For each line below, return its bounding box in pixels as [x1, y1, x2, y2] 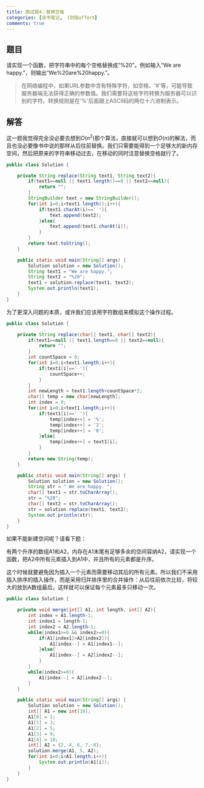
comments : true [6, 20, 45, 26]
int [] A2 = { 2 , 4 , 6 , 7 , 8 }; [28, 742, 102, 748]
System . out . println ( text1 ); [28, 285, 99, 292]
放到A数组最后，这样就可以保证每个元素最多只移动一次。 [16, 584, 159, 591]
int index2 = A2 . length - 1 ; [28, 624, 97, 630]
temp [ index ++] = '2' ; [49, 422, 104, 428]
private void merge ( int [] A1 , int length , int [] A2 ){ [17, 607, 156, 613]
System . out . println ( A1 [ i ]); [38, 759, 110, 766]
